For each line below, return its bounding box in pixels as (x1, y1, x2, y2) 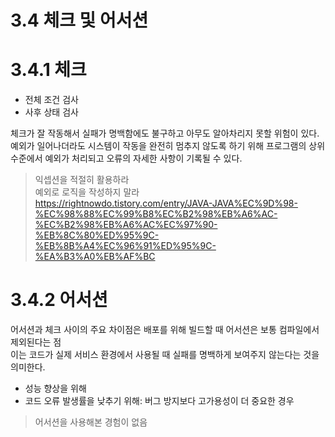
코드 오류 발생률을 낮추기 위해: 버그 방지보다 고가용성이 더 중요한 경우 (24, 395, 295, 407)
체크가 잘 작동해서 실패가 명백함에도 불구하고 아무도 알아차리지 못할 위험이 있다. (10, 127, 320, 140)
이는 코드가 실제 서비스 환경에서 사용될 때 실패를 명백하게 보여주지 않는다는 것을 (10, 349, 320, 361)
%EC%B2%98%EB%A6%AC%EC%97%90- (34, 219, 218, 231)
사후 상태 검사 (24, 106, 79, 118)
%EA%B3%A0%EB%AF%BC (34, 251, 156, 263)
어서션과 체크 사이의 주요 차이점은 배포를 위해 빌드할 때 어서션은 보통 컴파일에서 (10, 324, 320, 336)
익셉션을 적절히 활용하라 (34, 174, 130, 186)
